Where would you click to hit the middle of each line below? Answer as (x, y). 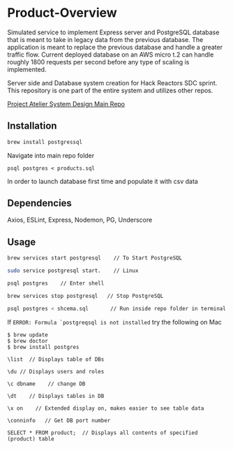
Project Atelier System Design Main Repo (66, 104)
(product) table (31, 439)
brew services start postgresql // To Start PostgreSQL (95, 258)
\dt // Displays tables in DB (56, 396)
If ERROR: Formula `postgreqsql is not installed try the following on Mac (114, 322)
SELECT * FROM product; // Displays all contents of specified (103, 433)
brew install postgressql (45, 142)
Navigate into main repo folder (51, 155)
